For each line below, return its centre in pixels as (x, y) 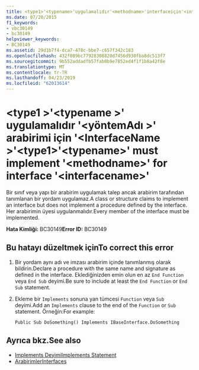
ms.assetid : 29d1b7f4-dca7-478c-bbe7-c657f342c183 (70, 50)
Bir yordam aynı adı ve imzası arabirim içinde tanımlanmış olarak (93, 262)
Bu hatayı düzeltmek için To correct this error (90, 248)
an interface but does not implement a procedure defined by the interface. (97, 205)
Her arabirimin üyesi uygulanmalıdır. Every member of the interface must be (98, 211)
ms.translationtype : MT (36, 67)
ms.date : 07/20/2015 (32, 17)
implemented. (23, 217)
